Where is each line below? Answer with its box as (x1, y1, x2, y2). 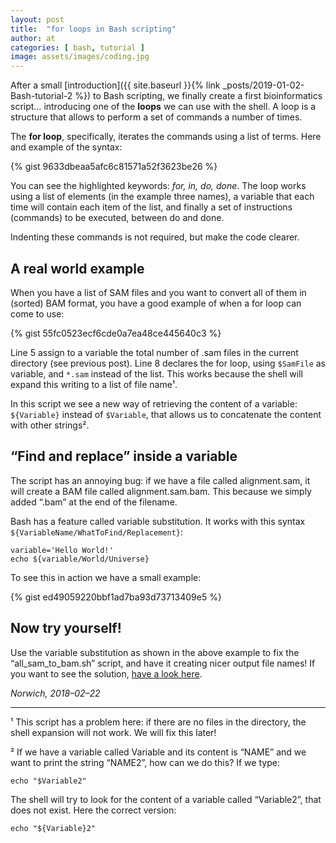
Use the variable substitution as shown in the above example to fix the (10, 646, 300, 658)
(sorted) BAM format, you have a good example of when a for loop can (10, 297, 302, 309)
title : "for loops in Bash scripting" (10, 24, 177, 34)
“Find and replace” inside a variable (10, 448, 238, 465)
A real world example (10, 260, 145, 277)
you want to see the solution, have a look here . (10, 667, 203, 680)
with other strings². (10, 419, 90, 431)
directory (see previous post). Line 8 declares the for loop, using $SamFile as (10, 357, 327, 369)
